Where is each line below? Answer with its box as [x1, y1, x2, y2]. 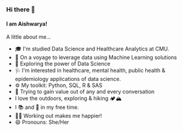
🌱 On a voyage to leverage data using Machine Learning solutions [14, 54, 178, 61]
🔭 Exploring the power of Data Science [14, 60, 111, 67]
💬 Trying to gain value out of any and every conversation [14, 88, 155, 95]
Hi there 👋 [6, 5, 36, 14]
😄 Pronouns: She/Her [14, 118, 69, 126]
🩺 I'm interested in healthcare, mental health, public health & [14, 67, 166, 74]
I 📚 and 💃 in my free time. [14, 104, 80, 111]
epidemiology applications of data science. [14, 76, 121, 83]
